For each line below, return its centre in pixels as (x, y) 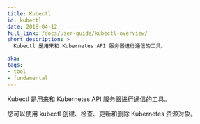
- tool (17, 71)
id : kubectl (24, 20)
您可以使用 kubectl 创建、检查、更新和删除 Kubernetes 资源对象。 (102, 114)
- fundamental (28, 78)
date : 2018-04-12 (32, 26)
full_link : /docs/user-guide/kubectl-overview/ (78, 33)
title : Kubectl (29, 14)
